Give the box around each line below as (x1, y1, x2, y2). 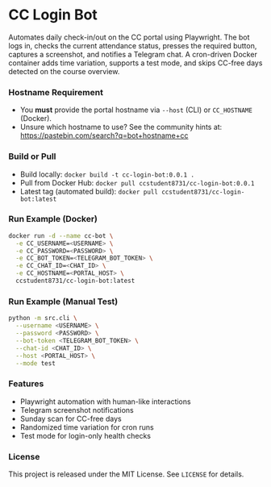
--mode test (15, 359, 56, 368)
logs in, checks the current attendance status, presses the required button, (8, 40, 257, 50)
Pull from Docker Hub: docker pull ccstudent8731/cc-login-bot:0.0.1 (19, 177, 256, 187)
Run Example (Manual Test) (8, 296, 119, 307)
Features (8, 378, 44, 389)
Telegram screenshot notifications (19, 405, 135, 414)
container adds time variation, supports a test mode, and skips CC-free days (8, 58, 263, 68)
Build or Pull (8, 151, 56, 162)
